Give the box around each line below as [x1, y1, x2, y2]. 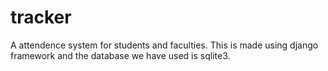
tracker [10, 6, 72, 29]
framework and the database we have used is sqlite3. [10, 49, 231, 61]
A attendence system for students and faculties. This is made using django [10, 39, 319, 51]
